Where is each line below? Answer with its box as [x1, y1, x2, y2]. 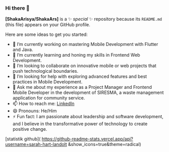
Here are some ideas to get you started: [5, 31, 88, 37]
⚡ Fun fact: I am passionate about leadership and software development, [12, 114, 164, 120]
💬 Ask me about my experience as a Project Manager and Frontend [12, 84, 152, 90]
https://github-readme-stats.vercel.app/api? [41, 136, 134, 142]
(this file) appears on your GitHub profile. [5, 22, 91, 28]
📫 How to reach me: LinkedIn [12, 100, 75, 107]
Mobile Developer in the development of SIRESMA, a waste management [12, 89, 164, 95]
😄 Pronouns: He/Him [12, 108, 57, 114]
